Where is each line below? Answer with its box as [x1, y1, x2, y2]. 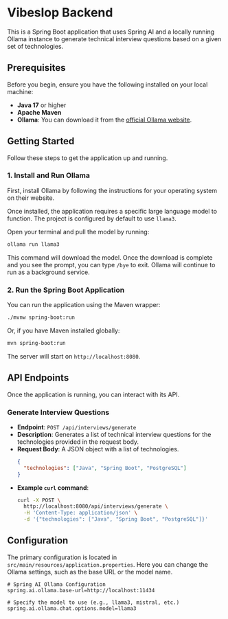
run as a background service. [7, 268, 91, 276]
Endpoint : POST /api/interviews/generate [16, 423, 137, 431]
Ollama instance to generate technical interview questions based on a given [7, 34, 222, 43]
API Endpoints [7, 372, 69, 384]
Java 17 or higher [16, 101, 67, 109]
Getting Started [7, 135, 75, 147]
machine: [7, 87, 34, 95]
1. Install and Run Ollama [7, 170, 91, 180]
